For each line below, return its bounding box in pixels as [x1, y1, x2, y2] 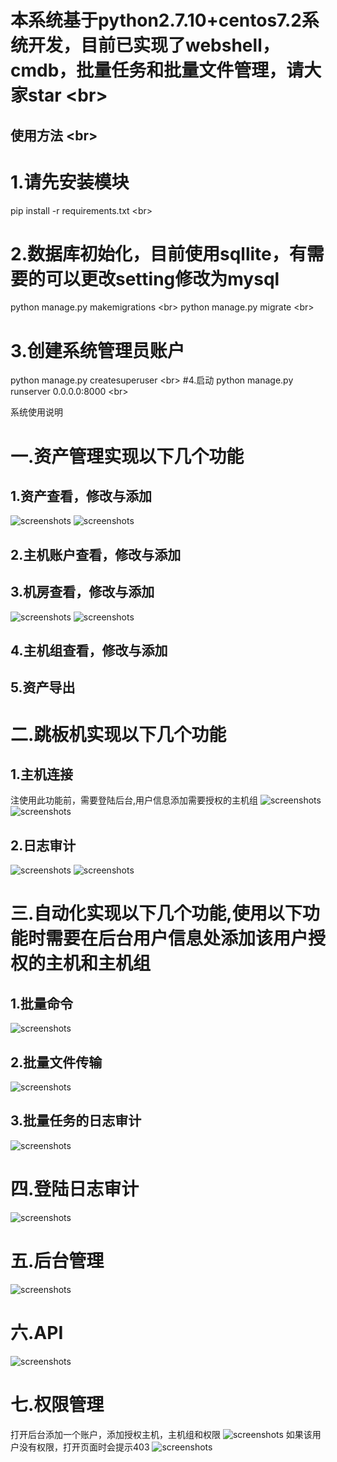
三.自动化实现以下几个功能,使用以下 [10, 902, 303, 925]
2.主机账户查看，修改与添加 [10, 546, 182, 563]
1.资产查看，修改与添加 [10, 487, 153, 505]
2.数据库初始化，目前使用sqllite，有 [10, 242, 307, 265]
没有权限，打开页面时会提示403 [18, 1441, 150, 1453]
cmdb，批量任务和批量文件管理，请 [10, 59, 305, 82]
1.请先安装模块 [10, 171, 130, 193]
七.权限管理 [10, 1393, 105, 1416]
